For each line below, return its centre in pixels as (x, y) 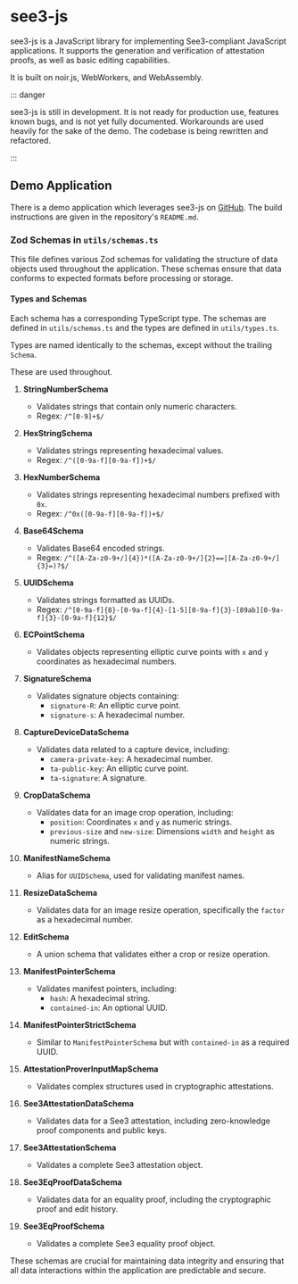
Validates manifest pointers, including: (107, 989)
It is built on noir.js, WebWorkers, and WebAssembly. (107, 77)
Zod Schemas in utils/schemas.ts (84, 240)
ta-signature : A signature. (98, 778)
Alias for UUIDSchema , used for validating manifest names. (141, 875)
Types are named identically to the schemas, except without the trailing (141, 345)
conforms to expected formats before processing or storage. (122, 278)
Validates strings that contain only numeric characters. (137, 407)
